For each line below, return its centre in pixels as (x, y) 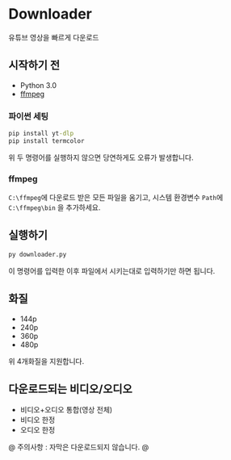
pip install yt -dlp (41, 134)
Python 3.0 (38, 85)
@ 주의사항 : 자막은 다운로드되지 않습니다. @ (79, 447)
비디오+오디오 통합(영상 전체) (66, 410)
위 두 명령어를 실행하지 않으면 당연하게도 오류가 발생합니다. (101, 157)
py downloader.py (38, 254)
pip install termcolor (46, 141)
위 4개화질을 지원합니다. (46, 361)
